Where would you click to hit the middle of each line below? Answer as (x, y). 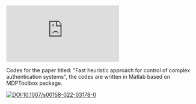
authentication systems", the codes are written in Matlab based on (88, 77)
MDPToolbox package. (34, 83)
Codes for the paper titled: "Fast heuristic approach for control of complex (98, 70)
